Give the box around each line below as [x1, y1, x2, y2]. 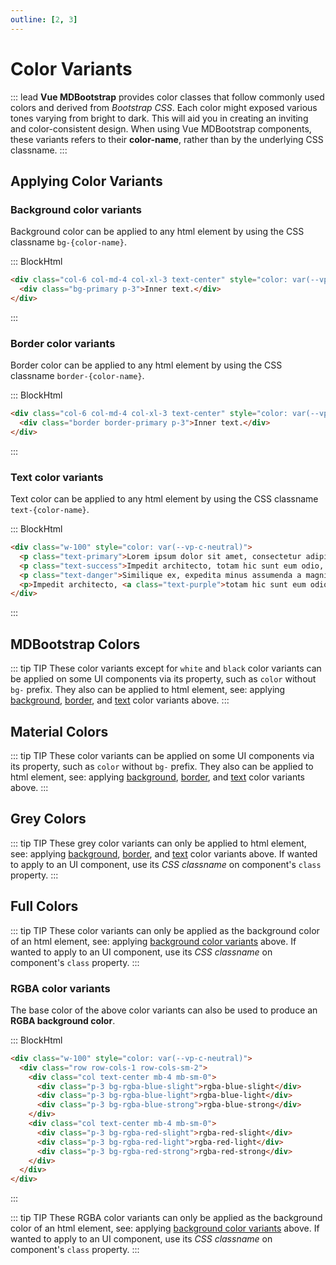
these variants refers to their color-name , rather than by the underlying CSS [10, 133, 324, 145]
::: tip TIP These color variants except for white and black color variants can [10, 662, 322, 675]
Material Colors [10, 723, 109, 740]
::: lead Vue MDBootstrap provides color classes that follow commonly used [10, 91, 325, 103]
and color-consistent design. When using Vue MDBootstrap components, [10, 122, 312, 135]
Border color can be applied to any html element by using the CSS [10, 359, 283, 371]
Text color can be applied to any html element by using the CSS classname [10, 493, 319, 505]
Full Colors [10, 898, 79, 915]
